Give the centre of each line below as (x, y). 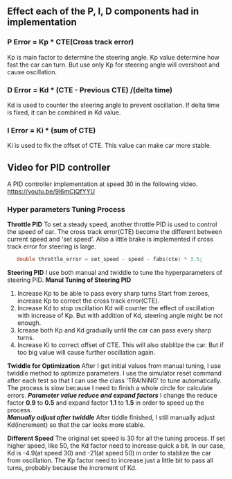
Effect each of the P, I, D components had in (103, 11)
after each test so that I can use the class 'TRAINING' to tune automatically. (115, 380)
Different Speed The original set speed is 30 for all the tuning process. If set (116, 438)
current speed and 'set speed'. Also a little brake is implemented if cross (110, 239)
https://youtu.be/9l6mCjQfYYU (51, 192)
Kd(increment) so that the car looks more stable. (76, 425)
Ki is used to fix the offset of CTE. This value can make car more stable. (109, 146)
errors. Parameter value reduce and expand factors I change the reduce (112, 396)
